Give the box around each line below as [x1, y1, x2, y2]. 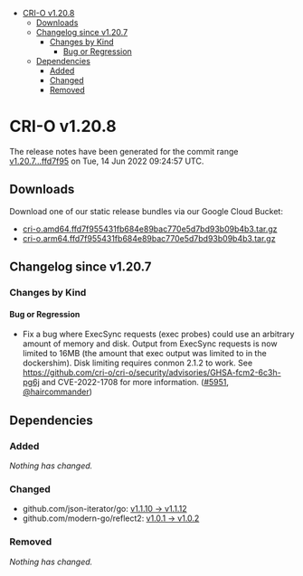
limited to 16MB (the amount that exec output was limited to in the [22, 348, 267, 359]
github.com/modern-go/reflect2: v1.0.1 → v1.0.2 [22, 513, 200, 524]
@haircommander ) [22, 386, 93, 397]
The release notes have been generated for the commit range [9, 146, 239, 156]
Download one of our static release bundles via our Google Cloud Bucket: [9, 205, 283, 216]
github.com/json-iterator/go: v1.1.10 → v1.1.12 [22, 504, 187, 515]
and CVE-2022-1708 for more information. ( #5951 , [41, 377, 229, 388]
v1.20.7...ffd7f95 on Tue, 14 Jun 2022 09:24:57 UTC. [9, 156, 204, 166]
